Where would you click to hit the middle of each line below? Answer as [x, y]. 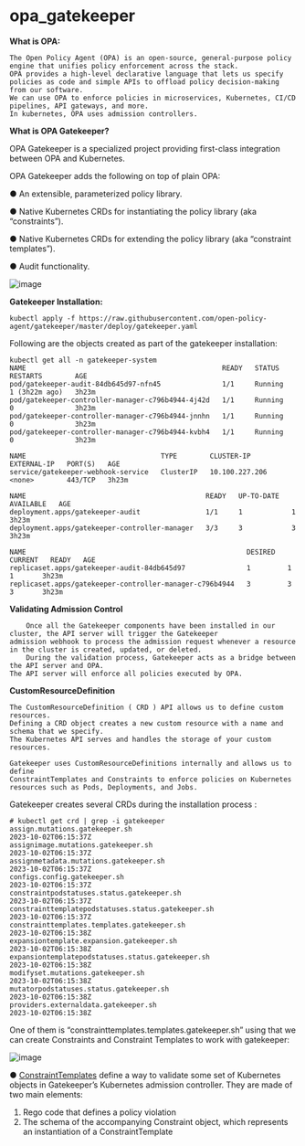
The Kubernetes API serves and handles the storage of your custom [141, 739]
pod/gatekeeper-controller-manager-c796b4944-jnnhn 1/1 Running [147, 416]
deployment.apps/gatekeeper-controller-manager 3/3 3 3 [153, 528]
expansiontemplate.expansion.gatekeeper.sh [94, 941]
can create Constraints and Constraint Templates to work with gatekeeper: [150, 1039]
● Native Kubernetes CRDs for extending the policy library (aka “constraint [151, 239]
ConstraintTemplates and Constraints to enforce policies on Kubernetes [151, 779]
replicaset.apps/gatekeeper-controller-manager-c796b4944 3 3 [151, 584]
